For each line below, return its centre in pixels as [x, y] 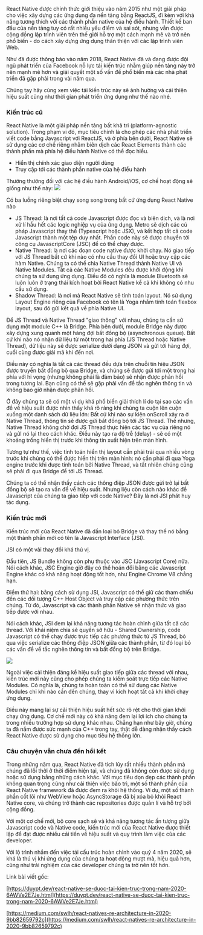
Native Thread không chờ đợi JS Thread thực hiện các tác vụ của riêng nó [98, 427]
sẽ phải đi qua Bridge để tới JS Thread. [55, 471]
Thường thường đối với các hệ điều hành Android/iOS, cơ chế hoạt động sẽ [100, 181]
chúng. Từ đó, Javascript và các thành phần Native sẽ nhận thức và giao [96, 605]
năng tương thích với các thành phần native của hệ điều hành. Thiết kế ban [99, 22]
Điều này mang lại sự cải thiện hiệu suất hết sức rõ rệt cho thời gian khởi [96, 710]
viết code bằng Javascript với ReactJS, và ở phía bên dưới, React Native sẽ [100, 138]
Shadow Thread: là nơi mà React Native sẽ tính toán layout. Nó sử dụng [104, 296]
